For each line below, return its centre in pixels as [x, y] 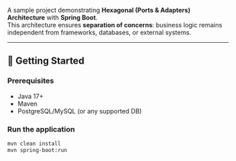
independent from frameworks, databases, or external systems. [99, 32]
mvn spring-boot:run [38, 150]
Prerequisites [31, 81]
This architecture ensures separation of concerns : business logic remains [115, 25]
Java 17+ [30, 96]
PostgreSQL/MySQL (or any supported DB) [79, 111]
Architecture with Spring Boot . [53, 17]
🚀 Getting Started [46, 61]
